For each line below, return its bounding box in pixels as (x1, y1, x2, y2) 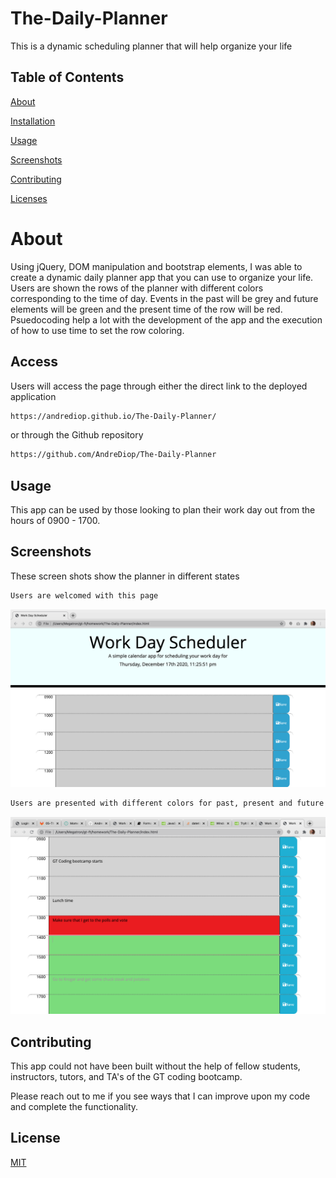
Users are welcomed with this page (10, 590, 159, 601)
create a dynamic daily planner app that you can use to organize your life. (10, 271, 314, 283)
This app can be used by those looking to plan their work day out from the (10, 504, 316, 516)
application (10, 390, 57, 402)
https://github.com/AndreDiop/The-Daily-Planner (10, 450, 217, 460)
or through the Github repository (10, 429, 144, 441)
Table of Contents (10, 69, 125, 86)
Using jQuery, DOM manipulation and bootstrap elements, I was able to (10, 260, 303, 272)
